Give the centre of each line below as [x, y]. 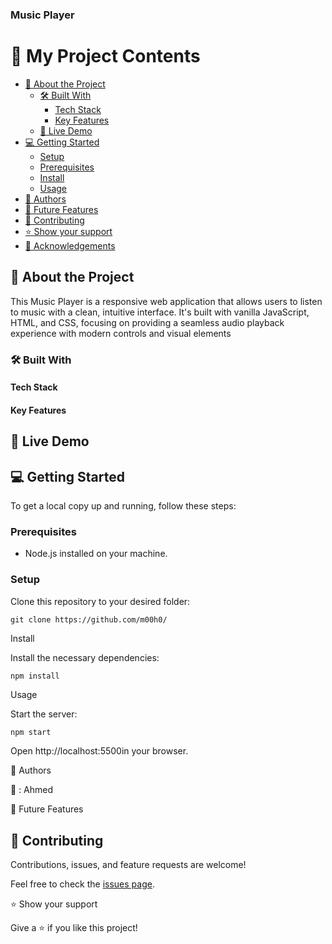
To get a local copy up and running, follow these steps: [123, 505]
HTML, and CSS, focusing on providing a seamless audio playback [147, 322]
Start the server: [44, 714]
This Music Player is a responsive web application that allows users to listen [166, 301]
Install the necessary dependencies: [85, 657]
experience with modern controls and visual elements [121, 333]
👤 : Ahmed [32, 790]
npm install [35, 676]
